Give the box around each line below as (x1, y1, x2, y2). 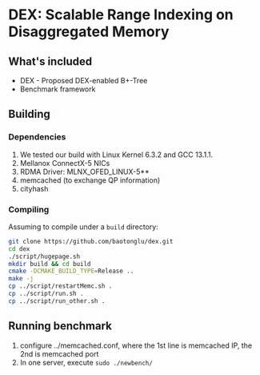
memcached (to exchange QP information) (19, 175, 161, 185)
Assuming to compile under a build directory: (8, 222, 158, 232)
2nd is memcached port (19, 349, 99, 358)
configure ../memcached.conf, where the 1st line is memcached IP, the (19, 341, 253, 350)
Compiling (8, 204, 50, 215)
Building (8, 107, 50, 121)
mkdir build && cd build (8, 260, 91, 268)
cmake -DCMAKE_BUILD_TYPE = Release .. (8, 267, 134, 276)
